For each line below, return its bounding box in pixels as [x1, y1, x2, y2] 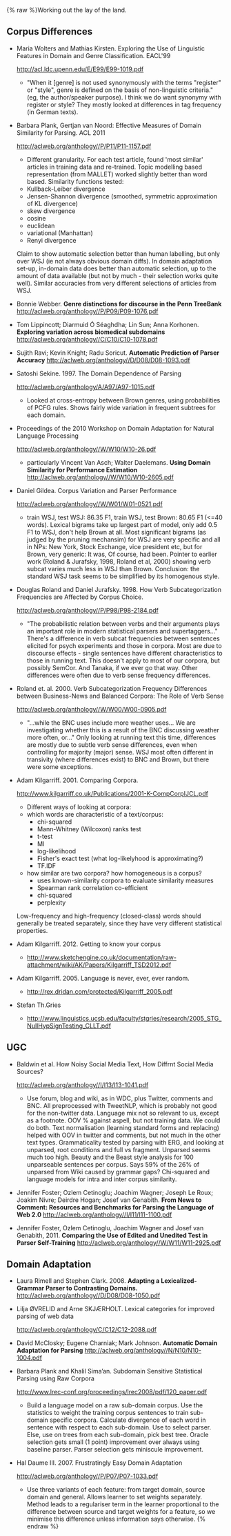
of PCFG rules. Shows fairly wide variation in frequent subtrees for [26, 403, 216, 411]
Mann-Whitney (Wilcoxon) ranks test [37, 824, 141, 833]
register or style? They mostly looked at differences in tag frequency [26, 100, 222, 109]
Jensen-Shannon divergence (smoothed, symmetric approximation [26, 192, 218, 200]
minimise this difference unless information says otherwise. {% [26, 1515, 206, 1524]
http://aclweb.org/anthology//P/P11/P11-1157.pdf [16, 142, 152, 150]
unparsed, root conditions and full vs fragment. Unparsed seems [26, 1145, 211, 1154]
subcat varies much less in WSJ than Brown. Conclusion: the [26, 564, 200, 573]
